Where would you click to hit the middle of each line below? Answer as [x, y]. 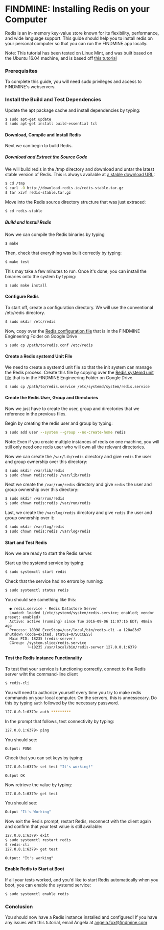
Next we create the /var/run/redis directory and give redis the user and [79, 485]
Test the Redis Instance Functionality [44, 658]
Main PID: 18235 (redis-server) [43, 639]
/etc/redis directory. [25, 312]
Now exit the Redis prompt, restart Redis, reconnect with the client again [78, 821]
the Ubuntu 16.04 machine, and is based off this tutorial [61, 58]
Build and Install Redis [28, 222]
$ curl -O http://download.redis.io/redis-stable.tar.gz [64, 188]
